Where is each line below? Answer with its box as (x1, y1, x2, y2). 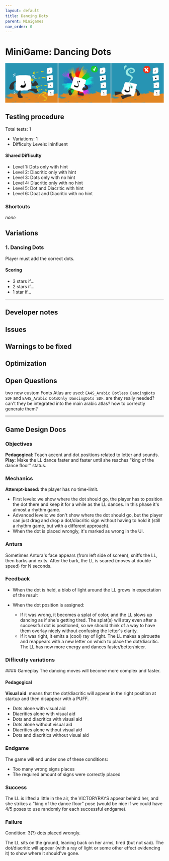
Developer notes (5, 308, 58, 317)
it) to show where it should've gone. (5, 850, 79, 856)
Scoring (5, 267, 23, 273)
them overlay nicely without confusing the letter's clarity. (20, 628, 138, 634)
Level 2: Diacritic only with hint (12, 169, 76, 175)
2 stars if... (12, 283, 35, 289)
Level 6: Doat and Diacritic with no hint (12, 190, 93, 196)
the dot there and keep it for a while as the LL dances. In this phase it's (12, 501, 159, 507)
